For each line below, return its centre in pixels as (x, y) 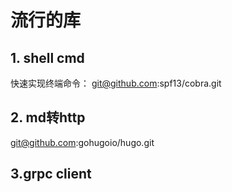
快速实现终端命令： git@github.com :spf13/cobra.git (116, 83)
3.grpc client (51, 174)
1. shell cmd (47, 57)
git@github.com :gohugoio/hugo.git (82, 142)
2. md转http (48, 117)
